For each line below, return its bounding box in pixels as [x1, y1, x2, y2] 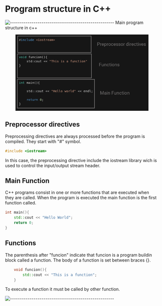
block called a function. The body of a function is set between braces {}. [5, 257, 151, 263]
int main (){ [5, 210, 29, 215]
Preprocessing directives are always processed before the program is [5, 133, 145, 139]
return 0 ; [14, 221, 34, 225]
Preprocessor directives [5, 121, 80, 129]
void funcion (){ [14, 267, 47, 272]
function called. [5, 200, 37, 206]
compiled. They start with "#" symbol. [5, 138, 81, 144]
